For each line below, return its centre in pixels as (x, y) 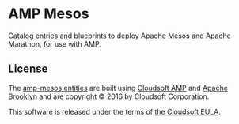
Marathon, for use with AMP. (55, 43)
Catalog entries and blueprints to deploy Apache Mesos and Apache (119, 36)
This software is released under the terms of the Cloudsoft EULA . (115, 111)
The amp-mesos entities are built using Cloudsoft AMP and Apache (118, 88)
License (28, 69)
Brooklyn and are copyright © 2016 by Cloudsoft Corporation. (109, 96)
